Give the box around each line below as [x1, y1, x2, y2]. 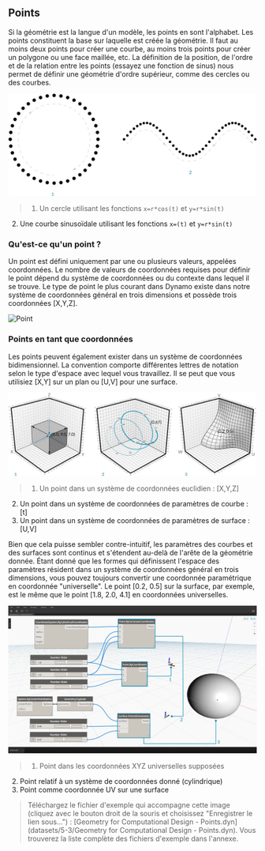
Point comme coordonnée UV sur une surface [19, 785, 170, 795]
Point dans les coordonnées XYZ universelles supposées [39, 762, 225, 771]
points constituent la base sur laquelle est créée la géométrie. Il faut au [8, 36, 239, 45]
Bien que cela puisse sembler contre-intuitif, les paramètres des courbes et [8, 540, 253, 549]
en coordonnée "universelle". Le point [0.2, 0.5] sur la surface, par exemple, [8, 582, 255, 591]
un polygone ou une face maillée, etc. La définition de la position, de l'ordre [8, 52, 253, 62]
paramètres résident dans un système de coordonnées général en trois [8, 565, 239, 574]
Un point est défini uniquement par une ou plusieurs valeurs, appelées [8, 257, 237, 266]
